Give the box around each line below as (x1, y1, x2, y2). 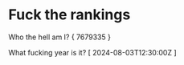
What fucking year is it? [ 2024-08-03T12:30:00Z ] (8, 47, 177, 57)
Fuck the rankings (8, 6, 131, 24)
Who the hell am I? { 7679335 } (8, 32, 111, 42)
